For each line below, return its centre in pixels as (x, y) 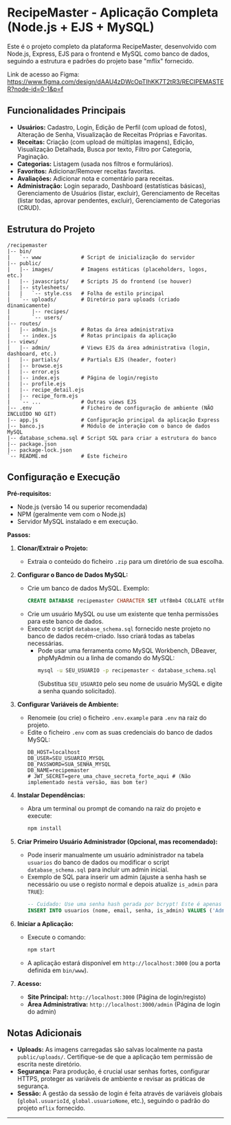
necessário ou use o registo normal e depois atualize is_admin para (123, 884)
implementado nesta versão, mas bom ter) (87, 783)
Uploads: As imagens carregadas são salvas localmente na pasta (110, 1050)
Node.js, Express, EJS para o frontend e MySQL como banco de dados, (108, 54)
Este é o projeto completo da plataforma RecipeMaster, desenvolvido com (112, 46)
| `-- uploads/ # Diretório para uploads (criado (93, 299)
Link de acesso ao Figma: (43, 74)
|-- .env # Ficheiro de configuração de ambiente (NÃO (110, 408)
